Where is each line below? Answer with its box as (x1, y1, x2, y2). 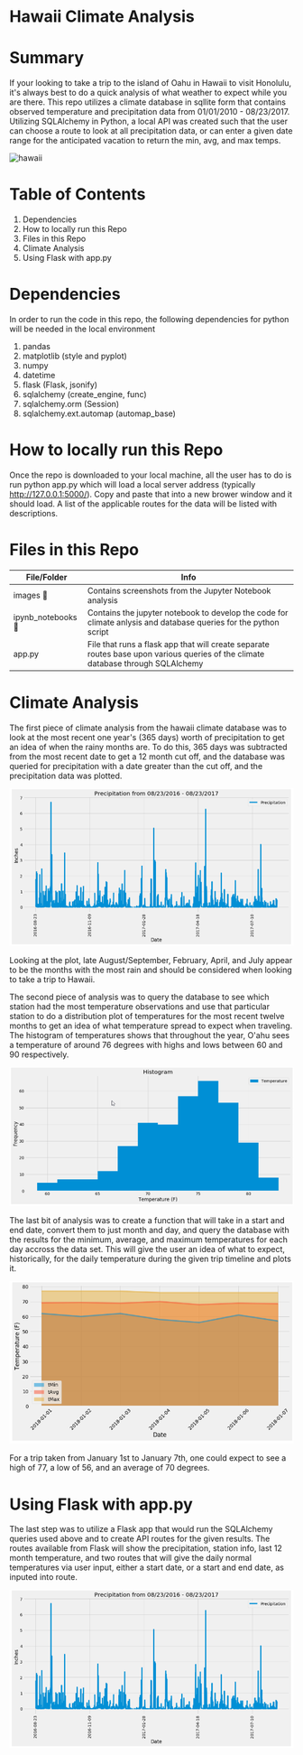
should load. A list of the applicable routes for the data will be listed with (9, 498, 278, 509)
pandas (22, 341, 51, 351)
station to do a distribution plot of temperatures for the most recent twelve (9, 1011, 286, 1021)
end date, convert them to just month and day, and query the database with (9, 1224, 290, 1235)
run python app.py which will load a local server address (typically (9, 478, 256, 489)
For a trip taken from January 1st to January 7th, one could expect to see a (9, 1453, 287, 1463)
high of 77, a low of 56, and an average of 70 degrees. (9, 1462, 210, 1473)
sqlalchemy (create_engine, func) (22, 389, 147, 399)
